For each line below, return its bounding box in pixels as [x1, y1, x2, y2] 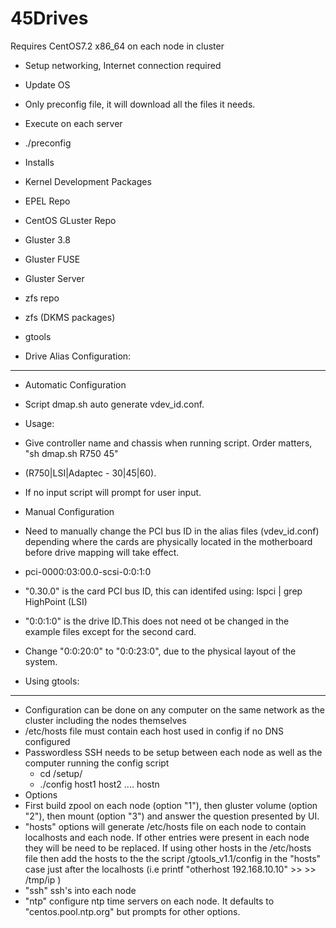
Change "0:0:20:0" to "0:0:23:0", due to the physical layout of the [24, 645, 297, 657]
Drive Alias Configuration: [24, 350, 132, 362]
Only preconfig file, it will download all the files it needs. [24, 98, 256, 110]
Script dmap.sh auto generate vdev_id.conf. [24, 398, 205, 410]
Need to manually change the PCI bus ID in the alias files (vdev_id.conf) [24, 525, 320, 537]
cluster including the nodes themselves [24, 714, 187, 726]
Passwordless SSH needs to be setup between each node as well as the [24, 746, 323, 758]
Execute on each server [24, 117, 123, 129]
